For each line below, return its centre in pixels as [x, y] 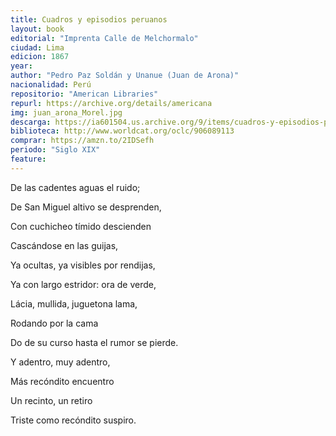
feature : [28, 159]
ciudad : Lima [37, 47]
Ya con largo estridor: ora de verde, [83, 284]
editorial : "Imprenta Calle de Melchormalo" [104, 38]
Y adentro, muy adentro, [60, 362]
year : [21, 66]
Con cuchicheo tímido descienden [81, 226]
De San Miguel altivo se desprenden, [86, 207]
